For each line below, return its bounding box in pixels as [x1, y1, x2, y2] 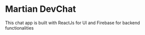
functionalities [5, 25, 34, 31]
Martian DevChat [5, 3, 76, 15]
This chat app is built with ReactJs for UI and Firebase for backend [5, 20, 140, 26]
